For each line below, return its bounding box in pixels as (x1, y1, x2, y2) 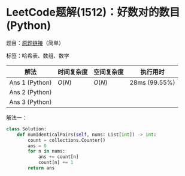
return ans (28, 165, 55, 171)
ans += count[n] (38, 154, 79, 160)
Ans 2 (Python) (9, 88, 52, 96)
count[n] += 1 (38, 160, 74, 166)
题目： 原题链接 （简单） (6, 39, 64, 46)
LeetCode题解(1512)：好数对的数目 (6, 5, 180, 19)
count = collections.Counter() (28, 137, 106, 143)
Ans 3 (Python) (9, 97, 52, 106)
